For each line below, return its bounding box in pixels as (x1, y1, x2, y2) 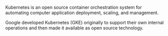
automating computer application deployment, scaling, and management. (5, 10, 159, 16)
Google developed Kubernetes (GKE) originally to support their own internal (5, 20, 164, 25)
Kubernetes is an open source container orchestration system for (5, 5, 142, 10)
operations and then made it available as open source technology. (5, 25, 144, 31)
